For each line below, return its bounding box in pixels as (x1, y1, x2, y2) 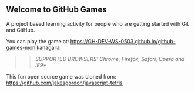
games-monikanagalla (6, 44, 60, 51)
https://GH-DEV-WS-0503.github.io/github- (70, 38, 176, 45)
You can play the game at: (6, 38, 69, 45)
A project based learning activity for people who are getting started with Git (6, 20, 189, 27)
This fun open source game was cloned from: (6, 73, 116, 80)
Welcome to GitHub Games (6, 5, 107, 15)
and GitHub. (6, 26, 35, 33)
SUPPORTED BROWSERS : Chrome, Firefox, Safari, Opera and (35, 55, 185, 62)
